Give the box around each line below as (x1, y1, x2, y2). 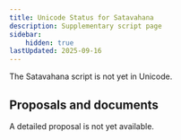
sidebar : (9, 30, 42, 39)
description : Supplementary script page (9, 22, 163, 31)
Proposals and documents (9, 97, 159, 112)
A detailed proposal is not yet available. (9, 120, 155, 131)
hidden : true (25, 38, 74, 48)
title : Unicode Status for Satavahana (9, 13, 154, 22)
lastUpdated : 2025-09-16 (9, 47, 102, 56)
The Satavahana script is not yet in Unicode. (9, 71, 173, 82)
